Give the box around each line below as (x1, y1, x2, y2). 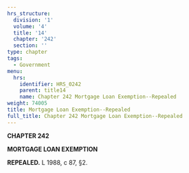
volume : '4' (13, 23, 48, 30)
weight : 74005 (7, 100, 48, 107)
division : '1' (13, 17, 54, 23)
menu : (7, 68, 23, 74)
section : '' (13, 42, 48, 49)
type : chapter (7, 49, 48, 56)
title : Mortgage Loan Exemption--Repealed (7, 106, 131, 113)
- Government (13, 61, 51, 68)
